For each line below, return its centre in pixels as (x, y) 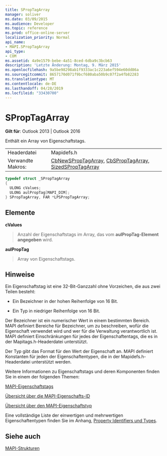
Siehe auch (23, 436)
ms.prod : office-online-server (38, 33)
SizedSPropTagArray (75, 167)
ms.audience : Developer (30, 24)
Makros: (17, 167)
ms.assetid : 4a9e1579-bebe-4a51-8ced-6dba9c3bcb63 (59, 61)
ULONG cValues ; (25, 188)
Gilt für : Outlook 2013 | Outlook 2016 (43, 131)
